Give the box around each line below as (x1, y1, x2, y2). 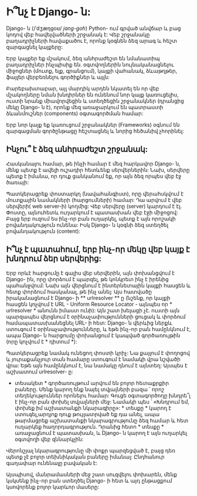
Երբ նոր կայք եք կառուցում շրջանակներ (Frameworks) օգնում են (6, 121, 180, 128)
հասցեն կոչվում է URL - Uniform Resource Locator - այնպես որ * (6, 301, 172, 308)
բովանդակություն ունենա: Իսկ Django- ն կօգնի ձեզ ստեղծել (6, 221, 169, 228)
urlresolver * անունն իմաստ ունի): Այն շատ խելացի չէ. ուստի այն (6, 306, 180, 313)
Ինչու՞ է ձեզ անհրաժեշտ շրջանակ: (6, 144, 148, 154)
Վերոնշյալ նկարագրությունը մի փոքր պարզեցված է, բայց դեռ (6, 447, 176, 454)
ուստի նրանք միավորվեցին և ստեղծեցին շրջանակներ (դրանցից (6, 97, 185, 104)
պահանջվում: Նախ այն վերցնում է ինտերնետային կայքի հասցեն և (6, 282, 191, 289)
